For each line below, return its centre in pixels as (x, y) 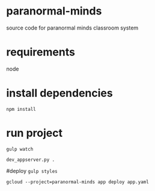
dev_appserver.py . (31, 160)
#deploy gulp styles (32, 171)
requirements (41, 52)
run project (35, 133)
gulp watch (20, 149)
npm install (21, 109)
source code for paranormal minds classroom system (72, 28)
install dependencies (59, 93)
